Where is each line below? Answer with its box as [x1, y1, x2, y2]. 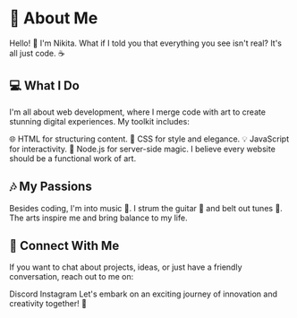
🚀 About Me [9, 8, 98, 29]
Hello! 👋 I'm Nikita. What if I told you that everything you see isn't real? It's [9, 38, 283, 48]
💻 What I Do [9, 78, 81, 93]
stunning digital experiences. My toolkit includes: [9, 116, 190, 126]
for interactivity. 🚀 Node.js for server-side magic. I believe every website [9, 143, 276, 154]
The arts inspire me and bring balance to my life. [9, 212, 188, 223]
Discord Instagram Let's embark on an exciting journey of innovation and [9, 288, 277, 299]
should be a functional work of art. [9, 152, 137, 164]
